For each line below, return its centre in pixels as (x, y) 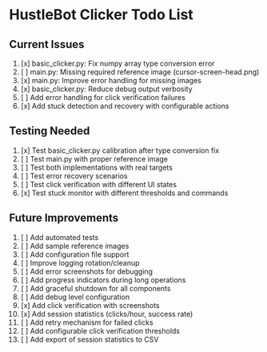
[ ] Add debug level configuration (75, 297)
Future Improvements (64, 218)
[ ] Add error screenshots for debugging (87, 271)
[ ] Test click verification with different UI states (99, 184)
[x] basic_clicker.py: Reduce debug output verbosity (106, 89)
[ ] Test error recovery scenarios (74, 176)
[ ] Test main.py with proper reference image (94, 158)
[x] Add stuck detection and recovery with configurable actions (125, 106)
